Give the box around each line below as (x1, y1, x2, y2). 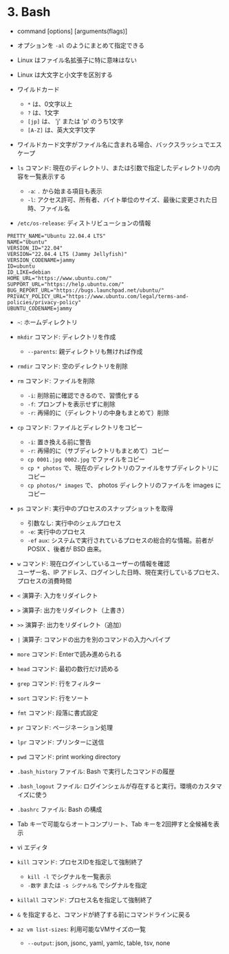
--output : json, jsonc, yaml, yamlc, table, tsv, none (27, 939, 171, 947)
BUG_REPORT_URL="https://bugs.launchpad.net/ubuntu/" (7, 287, 165, 294)
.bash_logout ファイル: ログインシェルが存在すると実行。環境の (17, 782, 198, 790)
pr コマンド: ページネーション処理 (17, 723, 113, 731)
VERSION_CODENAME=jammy (7, 257, 76, 264)
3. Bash (7, 4, 51, 20)
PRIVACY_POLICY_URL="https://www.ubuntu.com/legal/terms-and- (7, 292, 189, 300)
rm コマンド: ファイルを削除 (17, 377, 96, 385)
